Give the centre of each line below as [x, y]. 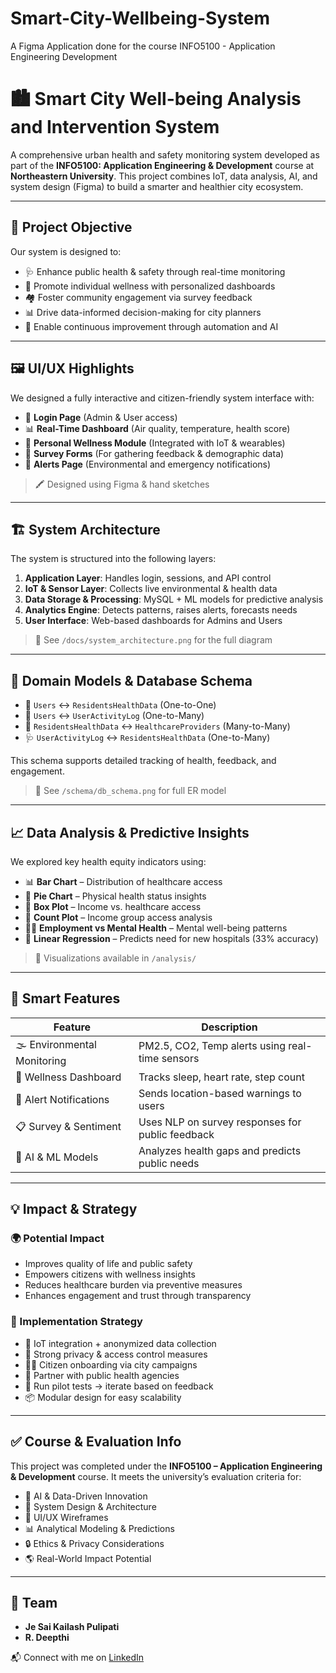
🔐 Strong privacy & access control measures [116, 1354]
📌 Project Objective [71, 227]
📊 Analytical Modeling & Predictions [99, 1528]
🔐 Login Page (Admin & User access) [101, 417]
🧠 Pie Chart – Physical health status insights [115, 896]
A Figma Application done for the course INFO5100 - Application [143, 46]
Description [229, 1027]
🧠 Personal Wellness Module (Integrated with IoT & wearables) [155, 443]
